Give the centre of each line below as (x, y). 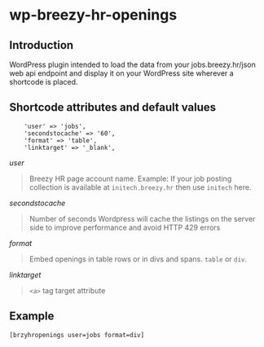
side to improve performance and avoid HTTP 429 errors (125, 227)
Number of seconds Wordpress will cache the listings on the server (142, 218)
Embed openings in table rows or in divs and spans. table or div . (138, 259)
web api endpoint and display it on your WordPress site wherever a (122, 73)
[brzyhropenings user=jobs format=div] (77, 335)
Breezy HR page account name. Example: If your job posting (130, 178)
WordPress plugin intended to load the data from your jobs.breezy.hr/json (132, 64)
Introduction (42, 45)
